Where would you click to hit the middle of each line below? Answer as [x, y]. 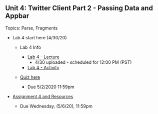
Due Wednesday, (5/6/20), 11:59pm [56, 106]
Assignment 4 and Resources [43, 96]
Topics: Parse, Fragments [31, 28]
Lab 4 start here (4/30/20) [39, 37]
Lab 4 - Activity [43, 67]
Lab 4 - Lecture [43, 57]
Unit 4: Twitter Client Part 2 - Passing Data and [79, 8]
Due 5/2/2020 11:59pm [51, 87]
